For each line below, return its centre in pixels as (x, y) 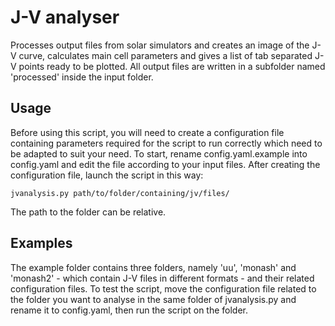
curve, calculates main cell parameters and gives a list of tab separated (165, 55)
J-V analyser (65, 17)
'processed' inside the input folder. (82, 77)
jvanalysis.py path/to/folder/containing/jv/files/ (120, 193)
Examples (41, 243)
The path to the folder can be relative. (88, 212)
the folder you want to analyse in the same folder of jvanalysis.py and (153, 299)
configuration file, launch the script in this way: (107, 175)
